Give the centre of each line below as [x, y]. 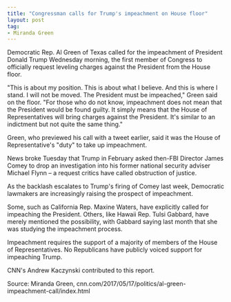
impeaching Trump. [35, 257]
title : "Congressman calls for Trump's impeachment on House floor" [108, 13]
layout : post [26, 20]
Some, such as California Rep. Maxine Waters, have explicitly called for [108, 207]
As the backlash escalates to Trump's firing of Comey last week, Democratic [116, 186]
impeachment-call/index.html [49, 291]
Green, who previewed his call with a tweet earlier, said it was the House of [114, 138]
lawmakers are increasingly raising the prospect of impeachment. [100, 194]
